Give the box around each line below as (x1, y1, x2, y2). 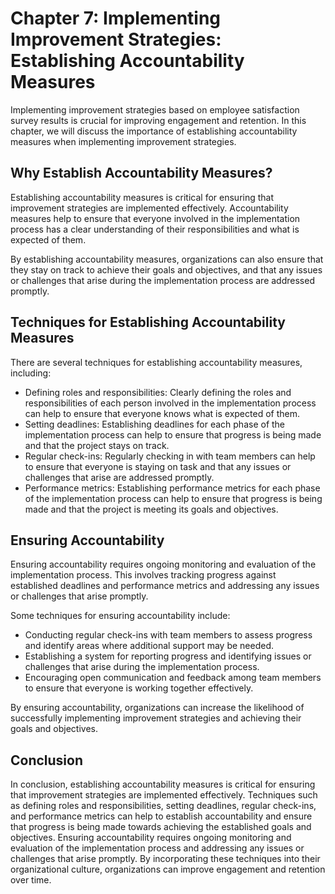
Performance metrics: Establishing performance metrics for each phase (24, 482, 321, 494)
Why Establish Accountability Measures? (10, 165, 273, 182)
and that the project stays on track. (24, 439, 170, 451)
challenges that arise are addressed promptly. (24, 471, 215, 483)
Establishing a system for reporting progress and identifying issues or (24, 650, 312, 662)
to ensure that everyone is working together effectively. (24, 682, 254, 694)
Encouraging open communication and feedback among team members (24, 672, 322, 684)
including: (10, 367, 52, 379)
